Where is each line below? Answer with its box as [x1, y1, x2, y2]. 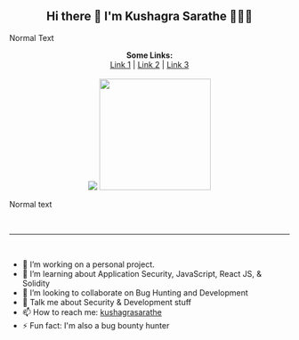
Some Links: [125, 50, 174, 61]
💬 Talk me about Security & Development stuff [21, 296, 192, 307]
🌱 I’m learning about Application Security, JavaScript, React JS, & [21, 268, 263, 279]
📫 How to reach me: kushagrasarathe [21, 306, 162, 317]
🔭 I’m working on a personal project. [21, 259, 156, 270]
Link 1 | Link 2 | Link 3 [109, 59, 190, 69]
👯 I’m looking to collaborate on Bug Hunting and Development [21, 287, 249, 298]
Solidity [21, 278, 51, 288]
